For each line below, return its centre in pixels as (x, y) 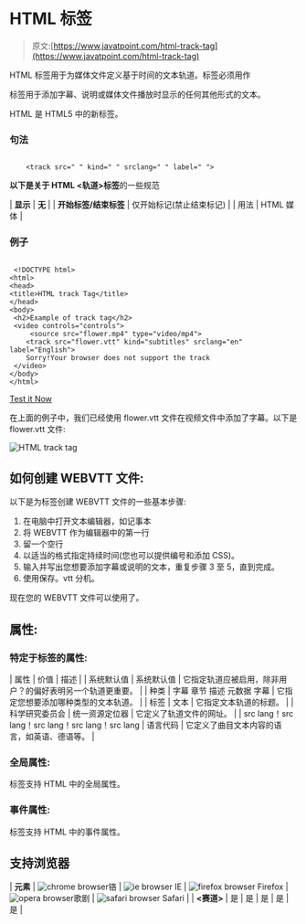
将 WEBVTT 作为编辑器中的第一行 (86, 533)
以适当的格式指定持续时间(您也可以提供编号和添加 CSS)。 (131, 556)
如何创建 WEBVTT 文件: (77, 478)
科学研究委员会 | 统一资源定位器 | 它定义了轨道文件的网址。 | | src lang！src (152, 714)
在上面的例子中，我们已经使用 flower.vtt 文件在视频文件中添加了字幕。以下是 (153, 418)
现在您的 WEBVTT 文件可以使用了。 (77, 598)
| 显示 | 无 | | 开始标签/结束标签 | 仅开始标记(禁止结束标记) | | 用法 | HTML (147, 205)
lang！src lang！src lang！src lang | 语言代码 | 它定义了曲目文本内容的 (142, 725)
